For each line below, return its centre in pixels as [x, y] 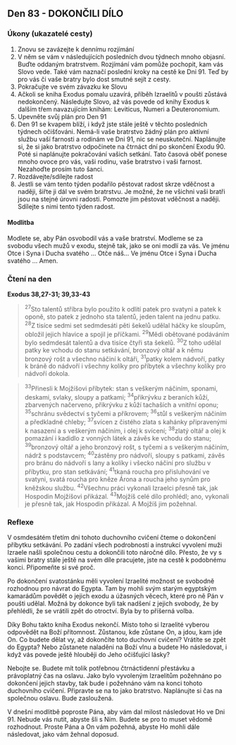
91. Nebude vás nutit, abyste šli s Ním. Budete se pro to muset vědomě [110, 720]
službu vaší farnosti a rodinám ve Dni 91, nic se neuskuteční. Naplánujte [122, 139]
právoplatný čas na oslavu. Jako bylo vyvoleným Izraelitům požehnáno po [114, 676]
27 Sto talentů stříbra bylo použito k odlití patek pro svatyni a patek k [123, 308]
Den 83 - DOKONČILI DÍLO [66, 14]
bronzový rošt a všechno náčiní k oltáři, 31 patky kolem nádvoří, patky [125, 358]
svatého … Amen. [33, 260]
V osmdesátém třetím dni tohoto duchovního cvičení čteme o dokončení [112, 538]
